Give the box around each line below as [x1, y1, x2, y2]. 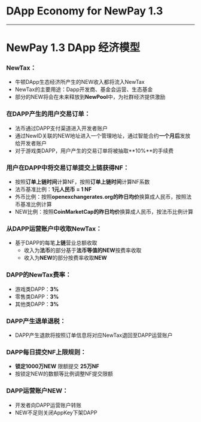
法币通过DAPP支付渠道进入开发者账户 [14, 125, 108, 132]
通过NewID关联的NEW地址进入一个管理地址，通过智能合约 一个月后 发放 [14, 132, 191, 139]
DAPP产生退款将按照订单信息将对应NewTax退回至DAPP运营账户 [14, 331, 173, 339]
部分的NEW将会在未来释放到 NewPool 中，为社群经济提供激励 [14, 93, 166, 101]
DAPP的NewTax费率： [6, 271, 72, 279]
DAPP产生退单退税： [6, 317, 66, 325]
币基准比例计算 [14, 201, 52, 208]
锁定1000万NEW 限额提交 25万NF [14, 363, 100, 370]
